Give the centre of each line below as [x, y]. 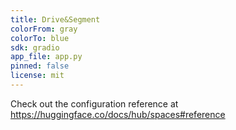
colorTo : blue [40, 38]
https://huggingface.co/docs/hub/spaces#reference [118, 114]
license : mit [37, 76]
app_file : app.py [46, 57]
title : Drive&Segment [55, 19]
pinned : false [40, 66]
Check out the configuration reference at [94, 103]
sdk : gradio [35, 47]
